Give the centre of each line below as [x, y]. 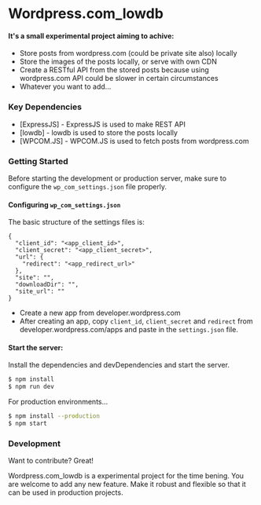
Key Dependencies [45, 107]
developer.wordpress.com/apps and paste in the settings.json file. [129, 330]
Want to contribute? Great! [51, 461]
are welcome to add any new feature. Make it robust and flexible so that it [127, 485]
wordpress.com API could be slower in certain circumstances [119, 79]
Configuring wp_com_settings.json [64, 204]
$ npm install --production [54, 416]
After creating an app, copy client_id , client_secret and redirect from [136, 321]
